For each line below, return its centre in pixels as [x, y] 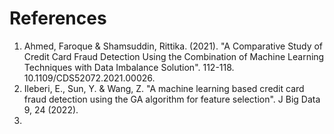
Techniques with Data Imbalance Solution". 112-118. [129, 67]
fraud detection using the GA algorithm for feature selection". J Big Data [172, 99]
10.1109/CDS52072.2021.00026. [89, 78]
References [58, 18]
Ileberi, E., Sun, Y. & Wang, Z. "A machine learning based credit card [164, 88]
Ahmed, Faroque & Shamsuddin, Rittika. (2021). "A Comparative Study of [173, 46]
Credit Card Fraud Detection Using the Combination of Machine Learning [174, 56]
